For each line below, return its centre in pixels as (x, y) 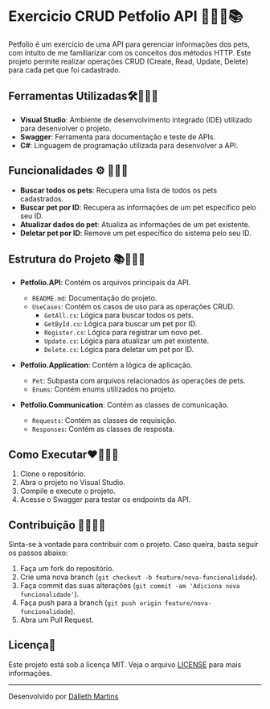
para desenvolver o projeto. (65, 128)
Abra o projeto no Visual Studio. (73, 483)
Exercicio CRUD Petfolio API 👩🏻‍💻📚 (126, 17)
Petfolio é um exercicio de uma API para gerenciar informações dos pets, (129, 44)
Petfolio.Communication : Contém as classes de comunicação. (124, 405)
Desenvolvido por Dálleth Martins (63, 696)
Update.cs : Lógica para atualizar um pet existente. (127, 341)
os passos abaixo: (38, 553)
